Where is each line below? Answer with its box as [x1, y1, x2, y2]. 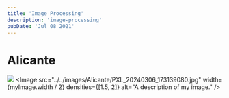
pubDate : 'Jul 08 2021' [7, 23, 75, 29]
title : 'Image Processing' [7, 10, 84, 17]
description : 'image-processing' [7, 16, 103, 23]
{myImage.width [7, 83, 53, 91]
